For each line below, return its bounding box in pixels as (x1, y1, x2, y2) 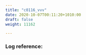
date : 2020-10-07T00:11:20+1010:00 (5, 12, 81, 17)
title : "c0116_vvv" (5, 7, 47, 13)
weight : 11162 (5, 21, 36, 27)
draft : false (5, 17, 33, 22)
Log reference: (5, 43, 43, 50)
